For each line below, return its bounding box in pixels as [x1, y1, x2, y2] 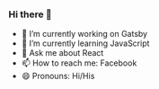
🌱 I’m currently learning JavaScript [21, 38, 150, 49]
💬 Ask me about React [21, 48, 104, 58]
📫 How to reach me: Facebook [21, 58, 137, 68]
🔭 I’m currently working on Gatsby [21, 29, 148, 40]
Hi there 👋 [8, 8, 53, 21]
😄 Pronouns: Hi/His [21, 71, 95, 82]
